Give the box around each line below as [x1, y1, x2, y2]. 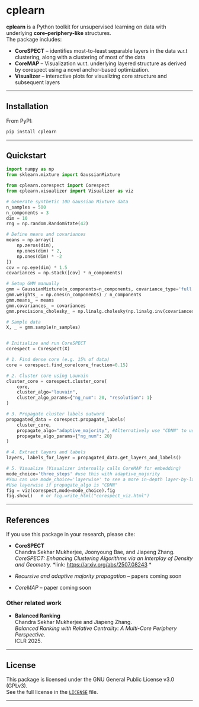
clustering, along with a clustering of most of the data [14, 53, 146, 60]
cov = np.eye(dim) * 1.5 [6, 264, 68, 270]
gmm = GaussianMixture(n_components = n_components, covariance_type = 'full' [6, 286, 195, 292]
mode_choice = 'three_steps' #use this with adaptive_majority [6, 471, 161, 477]
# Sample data [6, 319, 41, 325]
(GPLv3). [6, 682, 28, 689]
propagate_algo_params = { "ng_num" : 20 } [17, 433, 113, 439]
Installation [6, 101, 49, 111]
